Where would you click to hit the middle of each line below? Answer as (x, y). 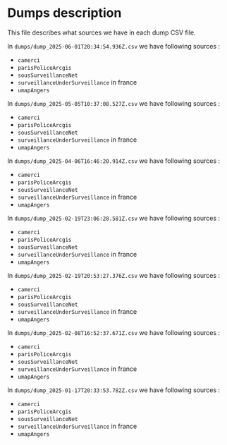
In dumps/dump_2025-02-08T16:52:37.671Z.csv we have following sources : (114, 332)
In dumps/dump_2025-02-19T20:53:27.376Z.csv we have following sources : (114, 275)
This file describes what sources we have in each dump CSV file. (102, 32)
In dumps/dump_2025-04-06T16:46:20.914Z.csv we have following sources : (114, 161)
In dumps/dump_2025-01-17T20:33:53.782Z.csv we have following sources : (114, 390)
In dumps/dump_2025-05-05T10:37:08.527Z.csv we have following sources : (114, 103)
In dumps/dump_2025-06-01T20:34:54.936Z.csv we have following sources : (114, 46)
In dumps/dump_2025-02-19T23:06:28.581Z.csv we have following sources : (114, 218)
